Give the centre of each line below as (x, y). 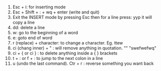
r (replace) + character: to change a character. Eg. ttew (68, 43)
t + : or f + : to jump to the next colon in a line (58, 58)
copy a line (24, 22)
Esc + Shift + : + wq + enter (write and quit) (56, 12)
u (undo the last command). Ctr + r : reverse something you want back (83, 63)
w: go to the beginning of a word (45, 33)
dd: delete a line (29, 28)
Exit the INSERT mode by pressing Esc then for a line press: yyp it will (82, 17)
